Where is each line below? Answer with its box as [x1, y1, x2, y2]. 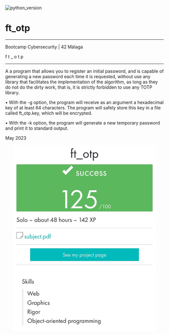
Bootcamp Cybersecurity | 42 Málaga [5, 43, 83, 50]
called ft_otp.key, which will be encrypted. [5, 110, 93, 116]
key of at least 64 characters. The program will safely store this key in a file [5, 104, 161, 110]
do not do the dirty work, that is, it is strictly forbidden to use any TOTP [5, 84, 152, 90]
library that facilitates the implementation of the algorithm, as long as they [5, 79, 158, 85]
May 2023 [5, 135, 27, 141]
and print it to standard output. [5, 125, 69, 131]
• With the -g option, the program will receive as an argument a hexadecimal [5, 99, 164, 105]
